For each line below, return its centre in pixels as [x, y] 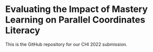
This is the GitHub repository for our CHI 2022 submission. [66, 44]
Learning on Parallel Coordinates [75, 20]
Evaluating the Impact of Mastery [76, 9]
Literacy [23, 30]
